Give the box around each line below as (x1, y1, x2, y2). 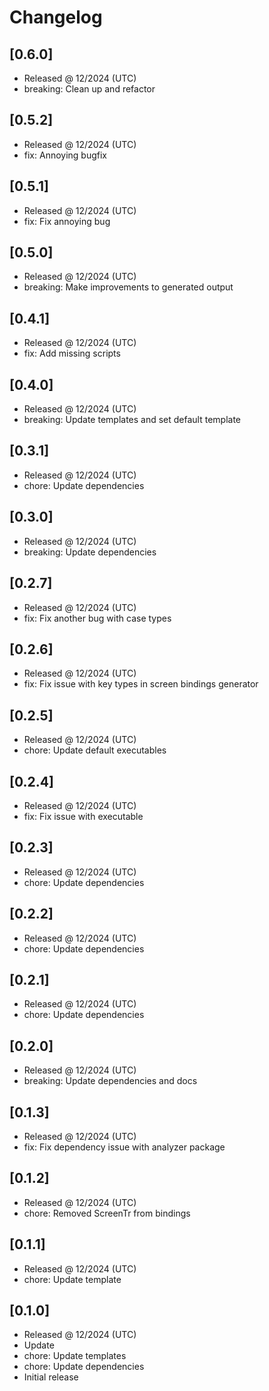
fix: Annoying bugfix (23, 149, 108, 161)
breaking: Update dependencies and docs (23, 1075, 198, 1087)
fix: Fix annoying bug (23, 215, 111, 227)
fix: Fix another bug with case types (23, 612, 172, 624)
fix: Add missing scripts (23, 347, 121, 360)
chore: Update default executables (23, 744, 167, 756)
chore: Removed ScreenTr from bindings (23, 1207, 191, 1219)
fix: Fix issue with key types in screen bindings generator (23, 678, 259, 690)
